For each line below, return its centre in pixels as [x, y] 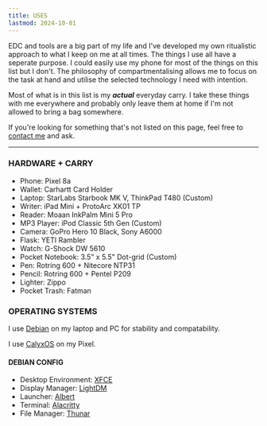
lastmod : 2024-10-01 [43, 23]
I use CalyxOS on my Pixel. [52, 344]
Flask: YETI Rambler [52, 240]
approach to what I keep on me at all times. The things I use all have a [122, 54]
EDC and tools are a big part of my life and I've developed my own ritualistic [132, 45]
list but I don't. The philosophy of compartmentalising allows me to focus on [132, 71]
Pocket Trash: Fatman [55, 290]
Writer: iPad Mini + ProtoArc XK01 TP [80, 206]
